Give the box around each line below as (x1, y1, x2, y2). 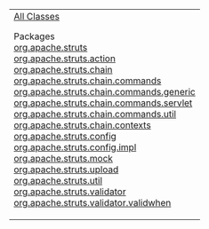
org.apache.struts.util (13, 175, 103, 186)
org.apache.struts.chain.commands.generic (13, 86, 196, 98)
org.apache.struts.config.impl (13, 141, 137, 154)
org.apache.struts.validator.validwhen (13, 197, 172, 209)
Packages (13, 30, 55, 43)
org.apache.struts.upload (13, 163, 119, 176)
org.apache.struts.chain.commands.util (13, 108, 176, 120)
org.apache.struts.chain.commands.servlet (13, 97, 193, 109)
